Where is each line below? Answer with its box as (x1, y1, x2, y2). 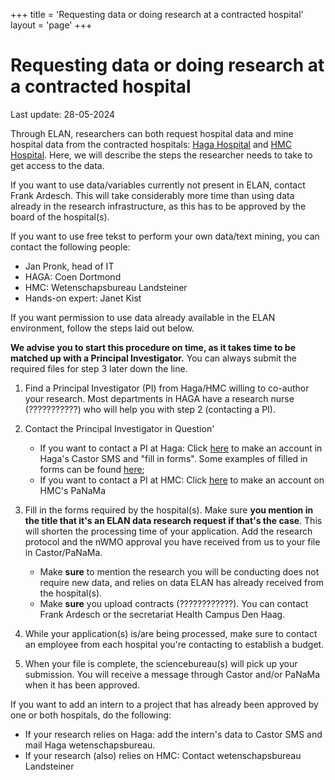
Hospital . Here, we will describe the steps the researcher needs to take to (10, 149, 313, 161)
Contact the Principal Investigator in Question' (24, 422, 215, 434)
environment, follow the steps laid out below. (10, 322, 195, 334)
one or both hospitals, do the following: (10, 709, 172, 721)
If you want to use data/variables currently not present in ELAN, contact (10, 179, 306, 191)
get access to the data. (10, 159, 105, 171)
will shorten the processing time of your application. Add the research (24, 525, 313, 537)
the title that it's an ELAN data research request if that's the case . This (24, 514, 323, 526)
